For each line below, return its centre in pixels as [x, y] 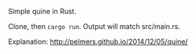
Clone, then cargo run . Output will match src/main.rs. [94, 26]
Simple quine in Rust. [43, 11]
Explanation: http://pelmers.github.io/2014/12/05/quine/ [98, 41]
